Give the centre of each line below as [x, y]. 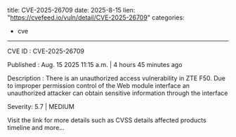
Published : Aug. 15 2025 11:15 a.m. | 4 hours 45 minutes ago [95, 65]
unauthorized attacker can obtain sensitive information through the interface [118, 93]
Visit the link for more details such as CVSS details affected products [107, 120]
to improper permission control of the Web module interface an [99, 86]
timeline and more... [36, 128]
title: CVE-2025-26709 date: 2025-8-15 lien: [71, 10]
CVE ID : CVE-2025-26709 [46, 51]
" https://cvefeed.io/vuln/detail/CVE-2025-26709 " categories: [96, 17]
